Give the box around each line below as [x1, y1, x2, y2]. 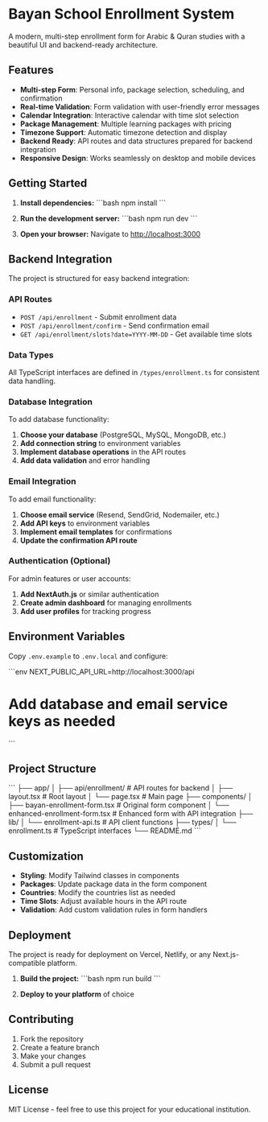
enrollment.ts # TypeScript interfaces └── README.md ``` [8, 826, 201, 835]
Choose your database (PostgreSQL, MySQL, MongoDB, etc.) [19, 430, 227, 439]
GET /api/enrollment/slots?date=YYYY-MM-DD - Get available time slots [19, 329, 253, 339]
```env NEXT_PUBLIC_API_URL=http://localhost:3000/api [8, 666, 195, 676]
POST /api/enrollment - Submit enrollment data [19, 311, 177, 322]
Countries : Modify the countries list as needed [19, 888, 175, 897]
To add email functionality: [8, 494, 97, 504]
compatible [8, 959, 46, 968]
